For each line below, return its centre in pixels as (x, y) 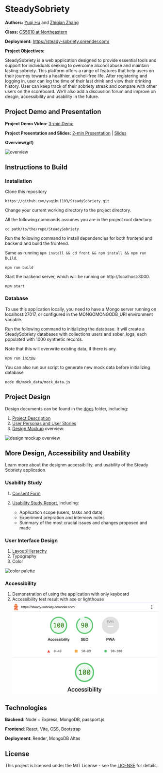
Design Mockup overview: (38, 428)
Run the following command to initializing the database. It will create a (75, 329)
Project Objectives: (25, 51)
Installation (19, 181)
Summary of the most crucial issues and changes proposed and (83, 522)
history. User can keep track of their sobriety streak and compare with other (81, 86)
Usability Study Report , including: (45, 502)
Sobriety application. (26, 470)
